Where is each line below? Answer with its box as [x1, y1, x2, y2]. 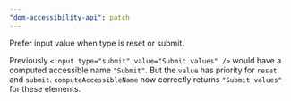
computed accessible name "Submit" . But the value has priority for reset [9, 64, 278, 75]
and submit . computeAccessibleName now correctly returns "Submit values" [9, 73, 283, 85]
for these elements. [9, 83, 81, 94]
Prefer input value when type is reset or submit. [9, 38, 185, 48]
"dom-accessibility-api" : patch [9, 13, 130, 22]
